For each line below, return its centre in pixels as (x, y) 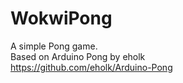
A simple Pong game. (54, 46)
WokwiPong (61, 18)
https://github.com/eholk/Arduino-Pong (91, 67)
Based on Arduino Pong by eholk (78, 56)
